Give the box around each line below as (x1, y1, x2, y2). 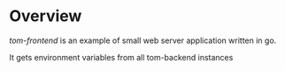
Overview (9, 6, 82, 26)
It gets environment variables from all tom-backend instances (9, 52, 234, 62)
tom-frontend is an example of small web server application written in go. (9, 35, 277, 46)
